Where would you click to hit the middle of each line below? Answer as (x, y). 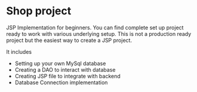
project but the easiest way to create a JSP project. (69, 40)
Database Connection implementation (61, 82)
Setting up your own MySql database (60, 63)
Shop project (39, 11)
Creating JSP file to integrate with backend (67, 76)
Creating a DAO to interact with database (65, 69)
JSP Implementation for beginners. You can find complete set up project (95, 27)
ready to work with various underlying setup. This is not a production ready (99, 33)
